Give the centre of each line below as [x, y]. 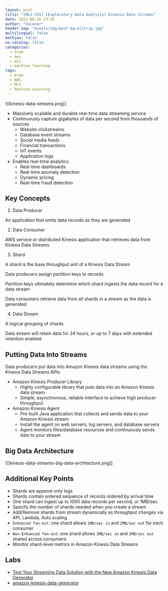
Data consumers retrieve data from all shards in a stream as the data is [78, 299]
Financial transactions [43, 145]
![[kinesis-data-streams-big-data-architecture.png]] [59, 463]
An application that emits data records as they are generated [68, 220]
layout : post [19, 10]
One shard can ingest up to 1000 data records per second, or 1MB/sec [85, 501]
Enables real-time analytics [41, 161]
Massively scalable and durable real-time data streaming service [79, 113]
